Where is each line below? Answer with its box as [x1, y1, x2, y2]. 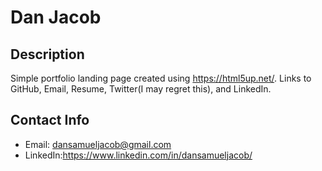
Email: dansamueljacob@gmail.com [24, 138, 172, 150]
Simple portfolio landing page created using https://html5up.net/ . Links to [10, 72, 312, 84]
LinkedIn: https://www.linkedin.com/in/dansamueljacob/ [24, 149, 253, 161]
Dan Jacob [10, 6, 102, 29]
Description [10, 46, 85, 63]
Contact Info [10, 112, 90, 129]
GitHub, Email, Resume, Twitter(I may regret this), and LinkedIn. [10, 83, 272, 95]
